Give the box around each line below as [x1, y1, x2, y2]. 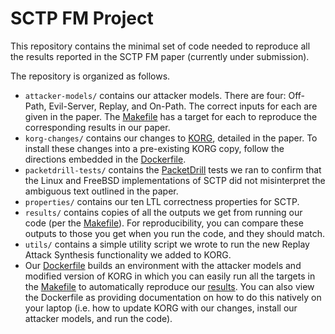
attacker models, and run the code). [24, 312, 173, 324]
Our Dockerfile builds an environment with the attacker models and [24, 259, 302, 271]
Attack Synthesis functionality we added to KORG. [24, 248, 232, 261]
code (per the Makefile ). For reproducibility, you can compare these [24, 217, 304, 229]
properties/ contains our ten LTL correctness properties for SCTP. [24, 195, 300, 207]
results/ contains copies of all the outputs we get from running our [24, 206, 303, 218]
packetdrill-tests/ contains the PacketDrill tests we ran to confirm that [24, 163, 322, 176]
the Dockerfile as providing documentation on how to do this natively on [24, 291, 322, 303]
